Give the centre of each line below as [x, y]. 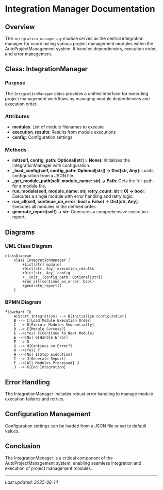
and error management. [29, 54]
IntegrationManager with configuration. [51, 165]
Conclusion [23, 446]
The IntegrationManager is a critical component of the [59, 458]
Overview [20, 27]
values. [12, 431]
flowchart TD [18, 312]
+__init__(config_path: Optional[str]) [63, 277]
